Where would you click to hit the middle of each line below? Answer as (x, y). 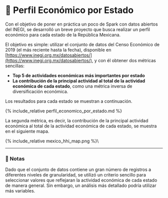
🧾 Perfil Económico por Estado (69, 10)
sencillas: (15, 66)
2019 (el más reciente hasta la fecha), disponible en (58, 50)
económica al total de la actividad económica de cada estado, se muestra (81, 126)
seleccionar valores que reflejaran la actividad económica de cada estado (81, 180)
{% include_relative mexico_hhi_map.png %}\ (52, 141)
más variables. (20, 191)
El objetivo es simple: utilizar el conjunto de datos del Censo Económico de (82, 44)
